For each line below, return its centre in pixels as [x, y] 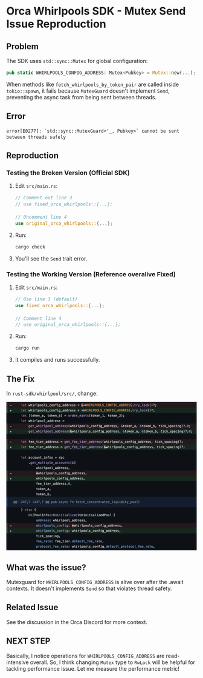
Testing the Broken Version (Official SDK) [68, 173]
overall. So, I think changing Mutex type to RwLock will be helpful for [112, 662]
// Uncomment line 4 [41, 217]
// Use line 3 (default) [46, 299]
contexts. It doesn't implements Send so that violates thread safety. [89, 588]
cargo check [30, 247]
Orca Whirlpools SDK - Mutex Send [96, 11]
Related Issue [32, 607]
